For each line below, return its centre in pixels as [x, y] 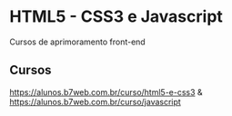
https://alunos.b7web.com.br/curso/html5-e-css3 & [106, 92]
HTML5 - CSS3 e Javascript [116, 17]
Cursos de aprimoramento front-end [77, 42]
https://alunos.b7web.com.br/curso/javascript [96, 101]
